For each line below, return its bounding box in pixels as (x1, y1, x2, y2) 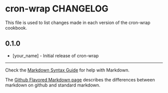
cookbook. (5, 24, 27, 30)
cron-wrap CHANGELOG (5, 3, 108, 14)
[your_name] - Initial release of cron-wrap (12, 52, 99, 58)
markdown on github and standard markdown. (5, 82, 100, 88)
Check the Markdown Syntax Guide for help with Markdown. (5, 67, 130, 73)
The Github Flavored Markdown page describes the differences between (5, 76, 155, 82)
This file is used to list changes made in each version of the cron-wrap (5, 19, 151, 25)
